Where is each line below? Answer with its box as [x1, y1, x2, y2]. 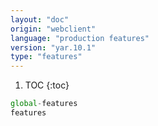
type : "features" [10, 52, 83, 62]
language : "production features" [10, 33, 150, 43]
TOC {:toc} [24, 79, 70, 91]
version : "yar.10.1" [10, 42, 97, 53]
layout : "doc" [10, 14, 70, 25]
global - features [10, 99, 78, 109]
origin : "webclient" [10, 24, 97, 34]
